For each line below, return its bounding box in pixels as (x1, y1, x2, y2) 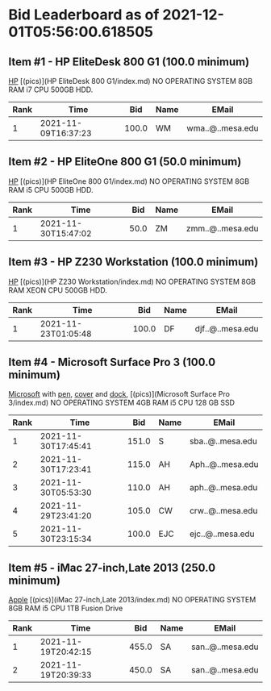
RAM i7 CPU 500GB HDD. (8, 85, 94, 94)
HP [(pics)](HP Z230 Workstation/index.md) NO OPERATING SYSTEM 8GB (8, 277, 256, 286)
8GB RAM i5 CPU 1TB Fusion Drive (8, 603, 123, 614)
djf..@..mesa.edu (194, 323, 259, 334)
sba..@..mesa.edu (189, 435, 258, 447)
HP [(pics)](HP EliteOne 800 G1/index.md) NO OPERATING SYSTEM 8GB (8, 176, 250, 186)
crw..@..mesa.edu (189, 506, 258, 517)
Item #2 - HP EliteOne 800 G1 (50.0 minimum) (8, 155, 242, 169)
